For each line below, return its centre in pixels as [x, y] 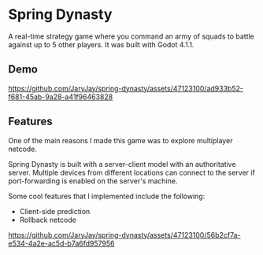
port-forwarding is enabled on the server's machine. [93, 181]
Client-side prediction [55, 211]
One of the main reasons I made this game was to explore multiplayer [120, 140]
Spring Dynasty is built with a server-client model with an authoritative [122, 164]
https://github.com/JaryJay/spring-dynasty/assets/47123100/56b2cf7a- [125, 235]
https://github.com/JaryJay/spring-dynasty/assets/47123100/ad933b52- [126, 88]
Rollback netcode [48, 220]
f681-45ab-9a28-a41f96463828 [61, 97]
